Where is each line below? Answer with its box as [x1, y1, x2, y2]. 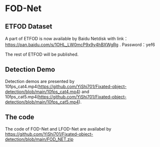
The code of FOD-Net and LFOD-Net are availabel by [5, 126, 112, 131]
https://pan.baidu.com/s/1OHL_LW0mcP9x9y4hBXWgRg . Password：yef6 [5, 42, 155, 48]
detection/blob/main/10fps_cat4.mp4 [5, 88, 79, 95]
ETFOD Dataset [5, 22, 53, 31]
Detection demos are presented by [5, 78, 75, 84]
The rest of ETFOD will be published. [5, 51, 79, 57]
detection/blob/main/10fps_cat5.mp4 [5, 99, 79, 105]
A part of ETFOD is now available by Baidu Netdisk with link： [5, 36, 128, 41]
